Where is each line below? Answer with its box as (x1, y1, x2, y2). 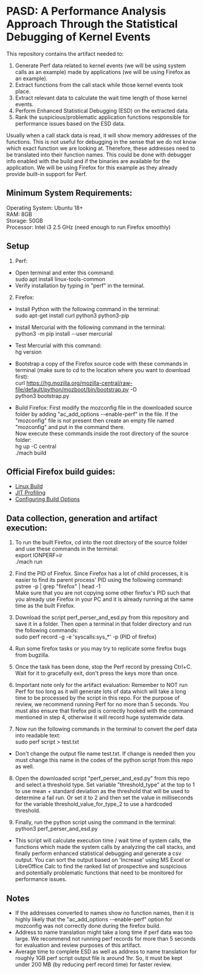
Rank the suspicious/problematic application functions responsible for (15, 113, 190, 121)
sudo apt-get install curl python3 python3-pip (15, 311, 130, 319)
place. (15, 87, 31, 95)
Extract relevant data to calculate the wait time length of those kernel (15, 94, 188, 101)
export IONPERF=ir (15, 552, 62, 559)
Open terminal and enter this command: (15, 269, 115, 276)
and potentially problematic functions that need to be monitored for (15, 869, 183, 876)
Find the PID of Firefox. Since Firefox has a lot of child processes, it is (15, 570, 189, 577)
